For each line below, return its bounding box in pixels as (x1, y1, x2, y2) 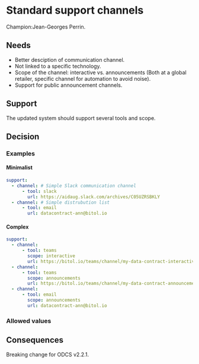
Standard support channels (6, 4, 144, 17)
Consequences (6, 335, 64, 345)
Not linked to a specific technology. (14, 62, 102, 69)
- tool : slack (21, 188, 57, 194)
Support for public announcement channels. (14, 81, 123, 88)
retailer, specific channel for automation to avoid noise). (14, 75, 151, 82)
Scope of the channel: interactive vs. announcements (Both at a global (14, 69, 187, 76)
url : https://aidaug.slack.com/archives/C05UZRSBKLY (27, 194, 161, 200)
